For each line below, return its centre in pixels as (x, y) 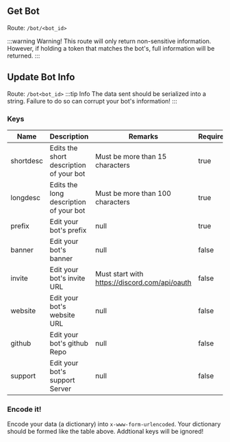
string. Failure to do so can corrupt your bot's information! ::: (92, 101)
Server (61, 389)
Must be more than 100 (133, 193)
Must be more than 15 (131, 156)
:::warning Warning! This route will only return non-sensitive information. (109, 41)
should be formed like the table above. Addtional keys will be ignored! (105, 432)
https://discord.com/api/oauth (143, 282)
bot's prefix (68, 230)
